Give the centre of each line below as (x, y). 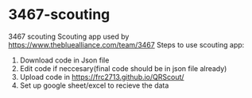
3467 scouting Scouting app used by (69, 36)
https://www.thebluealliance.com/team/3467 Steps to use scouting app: (126, 44)
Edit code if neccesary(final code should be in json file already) (123, 68)
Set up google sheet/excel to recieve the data (94, 85)
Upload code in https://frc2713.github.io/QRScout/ (102, 77)
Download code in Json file (64, 60)
